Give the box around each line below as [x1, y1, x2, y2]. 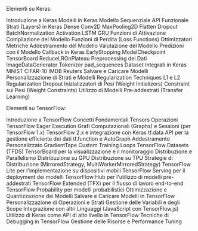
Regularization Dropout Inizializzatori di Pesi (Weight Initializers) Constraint [6, 80, 190, 87]
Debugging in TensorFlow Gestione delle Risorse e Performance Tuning [6, 218, 182, 225]
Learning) [6, 93, 30, 100]
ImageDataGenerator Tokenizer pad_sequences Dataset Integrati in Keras [6, 61, 187, 68]
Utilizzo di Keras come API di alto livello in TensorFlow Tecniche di [6, 212, 169, 218]
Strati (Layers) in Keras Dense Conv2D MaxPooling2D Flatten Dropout [6, 23, 178, 30]
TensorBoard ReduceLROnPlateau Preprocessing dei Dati [6, 55, 147, 62]
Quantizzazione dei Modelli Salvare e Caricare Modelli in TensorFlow [6, 193, 175, 199]
